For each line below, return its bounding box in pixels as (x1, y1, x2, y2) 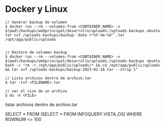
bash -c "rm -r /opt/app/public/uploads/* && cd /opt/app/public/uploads (5, 63, 161, 67)
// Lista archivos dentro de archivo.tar (5, 75, 92, 81)
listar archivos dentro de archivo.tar (5, 101, 78, 107)
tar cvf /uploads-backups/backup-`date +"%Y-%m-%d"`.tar (5, 32, 125, 37)
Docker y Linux (5, 3, 68, 15)
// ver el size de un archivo (5, 89, 68, 94)
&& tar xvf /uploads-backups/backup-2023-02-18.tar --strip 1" (5, 67, 138, 72)
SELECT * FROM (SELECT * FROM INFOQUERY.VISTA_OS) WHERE (5, 111, 142, 117)
